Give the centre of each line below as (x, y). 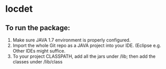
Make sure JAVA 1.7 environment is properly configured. (72, 40)
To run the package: (38, 28)
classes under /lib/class (37, 62)
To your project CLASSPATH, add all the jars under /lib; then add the (84, 56)
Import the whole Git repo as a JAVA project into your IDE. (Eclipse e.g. (87, 45)
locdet (19, 9)
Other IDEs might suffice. (39, 51)
